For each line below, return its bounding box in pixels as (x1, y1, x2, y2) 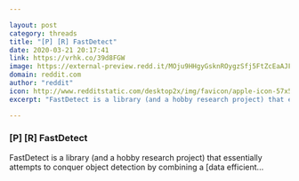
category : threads (9, 28, 77, 38)
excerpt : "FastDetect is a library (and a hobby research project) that (9, 95, 285, 104)
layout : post (9, 20, 58, 29)
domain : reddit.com (9, 70, 82, 80)
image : (9, 62, 34, 71)
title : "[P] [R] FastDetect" (9, 37, 117, 46)
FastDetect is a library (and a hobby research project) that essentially (9, 152, 263, 162)
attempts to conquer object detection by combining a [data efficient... (9, 161, 264, 172)
